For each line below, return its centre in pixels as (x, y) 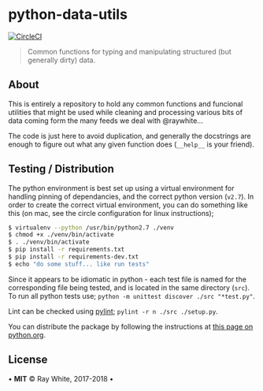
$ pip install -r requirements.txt (67, 250)
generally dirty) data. (61, 60)
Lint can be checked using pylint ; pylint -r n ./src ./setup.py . (113, 311)
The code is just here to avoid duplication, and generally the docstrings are (130, 136)
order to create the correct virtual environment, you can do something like (128, 205)
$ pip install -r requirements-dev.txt (74, 257)
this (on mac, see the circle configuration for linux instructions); (111, 213)
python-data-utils (68, 15)
